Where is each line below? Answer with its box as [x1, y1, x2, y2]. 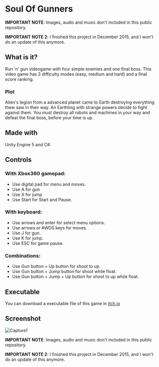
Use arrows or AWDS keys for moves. [12, 225, 87, 230]
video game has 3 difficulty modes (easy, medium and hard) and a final [5, 71, 147, 77]
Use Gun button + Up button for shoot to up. [12, 263, 101, 269]
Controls [5, 156, 32, 164]
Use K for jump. [12, 235, 44, 241]
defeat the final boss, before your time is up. [5, 115, 94, 121]
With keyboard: [5, 209, 42, 215]
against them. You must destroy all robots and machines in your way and [5, 110, 150, 116]
